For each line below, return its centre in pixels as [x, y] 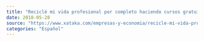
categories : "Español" [35, 29]
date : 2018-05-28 [28, 17]
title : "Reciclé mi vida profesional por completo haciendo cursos [93, 12]
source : [16, 23]
